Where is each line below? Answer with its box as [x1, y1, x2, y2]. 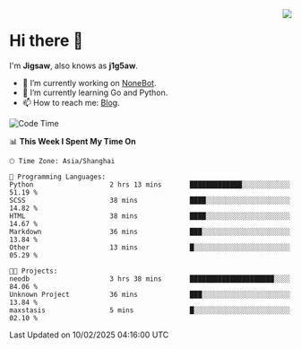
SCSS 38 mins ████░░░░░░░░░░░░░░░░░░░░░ [9, 196, 291, 205]
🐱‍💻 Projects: [9, 266, 58, 275]
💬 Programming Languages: [9, 172, 106, 181]
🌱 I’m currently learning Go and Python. [21, 87, 168, 98]
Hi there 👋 [9, 31, 83, 51]
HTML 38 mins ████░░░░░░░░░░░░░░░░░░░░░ [9, 211, 291, 221]
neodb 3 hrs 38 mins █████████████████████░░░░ [9, 274, 291, 284]
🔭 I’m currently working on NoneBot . [21, 77, 157, 88]
